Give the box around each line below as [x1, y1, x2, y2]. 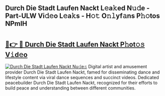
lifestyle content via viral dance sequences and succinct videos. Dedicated [5, 75, 159, 80]
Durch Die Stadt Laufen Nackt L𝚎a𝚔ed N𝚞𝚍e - [5, 4, 150, 12]
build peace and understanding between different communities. [5, 85, 136, 91]
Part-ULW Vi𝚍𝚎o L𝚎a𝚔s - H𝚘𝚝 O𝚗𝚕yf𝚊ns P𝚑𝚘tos [5, 12, 161, 20]
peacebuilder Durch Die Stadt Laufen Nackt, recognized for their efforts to [5, 80, 158, 86]
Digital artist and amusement [88, 64, 147, 69]
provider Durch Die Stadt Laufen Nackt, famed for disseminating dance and [5, 69, 160, 75]
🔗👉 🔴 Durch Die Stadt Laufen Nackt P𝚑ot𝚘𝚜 [5, 40, 145, 49]
